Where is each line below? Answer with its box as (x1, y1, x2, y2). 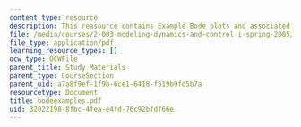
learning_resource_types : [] (9, 47, 118, 55)
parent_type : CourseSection (9, 72, 115, 80)
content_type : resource (9, 13, 99, 22)
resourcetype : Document (9, 88, 99, 97)
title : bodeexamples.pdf (9, 96, 102, 106)
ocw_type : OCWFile (9, 55, 78, 63)
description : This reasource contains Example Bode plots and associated (9, 21, 291, 30)
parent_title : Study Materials (9, 63, 126, 72)
